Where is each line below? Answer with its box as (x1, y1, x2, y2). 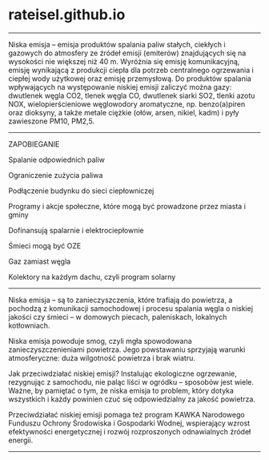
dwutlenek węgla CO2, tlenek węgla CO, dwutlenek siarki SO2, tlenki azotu (8, 91, 255, 100)
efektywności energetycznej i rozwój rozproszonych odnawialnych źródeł (8, 426, 251, 436)
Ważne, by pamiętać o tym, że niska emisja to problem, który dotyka (8, 385, 235, 395)
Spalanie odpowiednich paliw (8, 155, 106, 164)
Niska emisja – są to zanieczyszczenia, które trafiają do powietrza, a (8, 295, 233, 305)
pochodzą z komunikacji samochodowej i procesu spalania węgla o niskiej (8, 303, 254, 313)
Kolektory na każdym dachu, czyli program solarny (8, 272, 176, 281)
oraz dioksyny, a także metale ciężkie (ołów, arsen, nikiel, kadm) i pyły (8, 107, 239, 117)
